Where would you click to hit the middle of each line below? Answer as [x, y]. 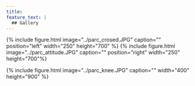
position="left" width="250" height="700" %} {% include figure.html [91, 46]
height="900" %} [28, 77]
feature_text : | [26, 17]
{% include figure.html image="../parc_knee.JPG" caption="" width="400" [98, 70]
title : [14, 12]
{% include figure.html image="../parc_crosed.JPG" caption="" [84, 40]
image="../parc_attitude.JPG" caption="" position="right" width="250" [93, 53]
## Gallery [25, 23]
